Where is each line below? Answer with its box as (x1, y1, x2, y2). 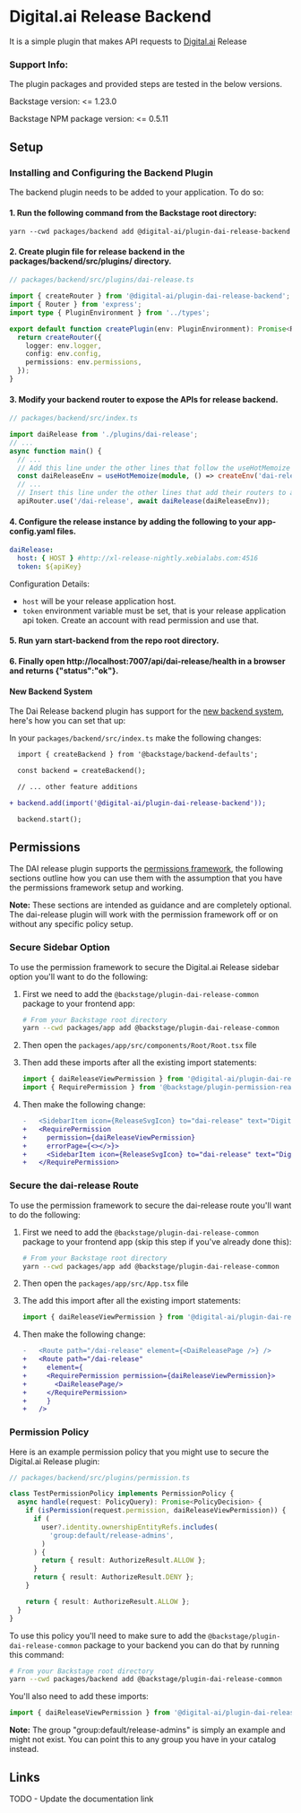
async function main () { (9, 447, 102, 455)
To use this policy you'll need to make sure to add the (9, 1630, 207, 1641)
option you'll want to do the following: (9, 971, 149, 982)
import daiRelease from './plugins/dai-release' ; (9, 430, 199, 439)
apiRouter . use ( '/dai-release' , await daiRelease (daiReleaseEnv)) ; (17, 497, 271, 506)
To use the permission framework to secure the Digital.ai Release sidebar (9, 961, 279, 972)
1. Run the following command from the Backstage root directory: (9, 207, 257, 218)
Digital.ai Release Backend (9, 6, 212, 27)
